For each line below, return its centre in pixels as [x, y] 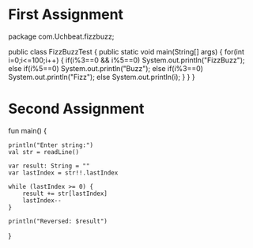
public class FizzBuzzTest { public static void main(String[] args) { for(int [126, 51]
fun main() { [28, 130]
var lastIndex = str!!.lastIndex [63, 173]
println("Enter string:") [51, 145]
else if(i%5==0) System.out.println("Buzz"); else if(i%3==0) [106, 68]
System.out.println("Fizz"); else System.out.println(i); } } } [102, 77]
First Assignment [66, 15]
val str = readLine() [44, 152]
